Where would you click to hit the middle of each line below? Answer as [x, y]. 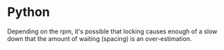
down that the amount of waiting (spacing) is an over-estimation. [100, 38]
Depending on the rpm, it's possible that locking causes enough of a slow [112, 31]
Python [28, 12]
